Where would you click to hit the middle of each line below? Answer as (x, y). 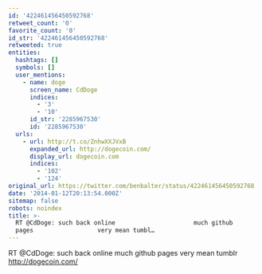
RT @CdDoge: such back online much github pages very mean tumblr (123, 253)
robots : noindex (35, 208)
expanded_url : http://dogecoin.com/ (90, 149)
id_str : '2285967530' (65, 119)
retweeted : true (35, 45)
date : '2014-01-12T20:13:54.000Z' (66, 193)
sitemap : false (33, 201)
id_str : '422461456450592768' (59, 38)
